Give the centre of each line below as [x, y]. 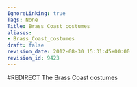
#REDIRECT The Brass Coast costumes [63, 77]
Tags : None [23, 20]
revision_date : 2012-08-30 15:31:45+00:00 [68, 52]
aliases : [20, 33]
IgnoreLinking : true [37, 13]
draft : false [26, 45]
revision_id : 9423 [33, 58]
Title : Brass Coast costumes [49, 26]
